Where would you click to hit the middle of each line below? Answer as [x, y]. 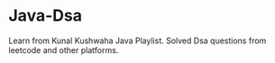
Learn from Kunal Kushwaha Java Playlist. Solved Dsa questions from [137, 40]
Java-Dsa [46, 16]
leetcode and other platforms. [64, 49]
